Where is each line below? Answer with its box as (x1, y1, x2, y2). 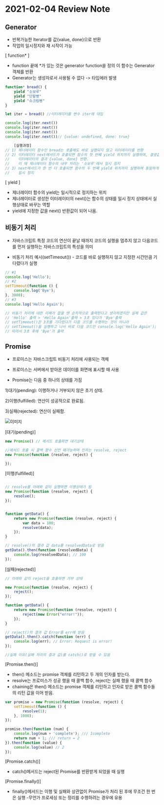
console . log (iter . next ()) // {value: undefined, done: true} (5, 134, 130, 139)
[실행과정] (14, 143, 32, 148)
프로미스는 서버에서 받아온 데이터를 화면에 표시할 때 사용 (12, 366, 120, 372)
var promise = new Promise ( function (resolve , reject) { (5, 700, 123, 704)
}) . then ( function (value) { (5, 740, 62, 745)
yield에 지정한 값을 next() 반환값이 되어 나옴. (12, 207, 98, 214)
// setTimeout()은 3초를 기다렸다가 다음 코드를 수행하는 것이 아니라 (5, 320, 129, 325)
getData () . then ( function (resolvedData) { (5, 548, 93, 553)
